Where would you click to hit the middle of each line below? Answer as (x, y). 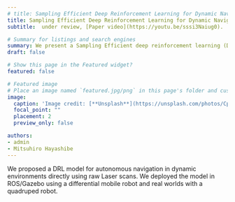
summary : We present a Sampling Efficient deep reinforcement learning (114, 46)
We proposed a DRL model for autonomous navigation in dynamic (102, 168)
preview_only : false (43, 123)
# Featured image (33, 84)
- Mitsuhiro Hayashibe (40, 149)
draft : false (26, 52)
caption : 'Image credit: (50, 103)
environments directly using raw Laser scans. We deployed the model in (111, 176)
